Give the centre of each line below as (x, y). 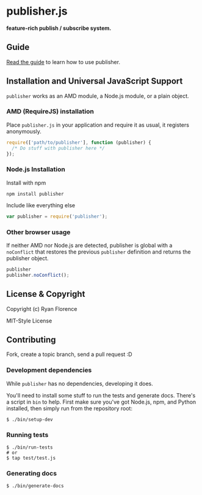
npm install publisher (35, 194)
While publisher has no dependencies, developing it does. (80, 383)
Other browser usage (38, 232)
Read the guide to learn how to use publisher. (63, 62)
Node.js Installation (36, 169)
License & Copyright (46, 294)
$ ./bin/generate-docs (35, 486)
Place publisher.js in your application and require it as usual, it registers (98, 125)
